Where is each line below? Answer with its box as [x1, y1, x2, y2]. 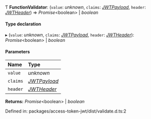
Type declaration [5, 21, 41, 27]
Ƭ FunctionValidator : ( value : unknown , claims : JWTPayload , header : [5, 4, 146, 10]
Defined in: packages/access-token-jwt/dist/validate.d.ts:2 [5, 108, 126, 114]
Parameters [5, 48, 30, 54]
